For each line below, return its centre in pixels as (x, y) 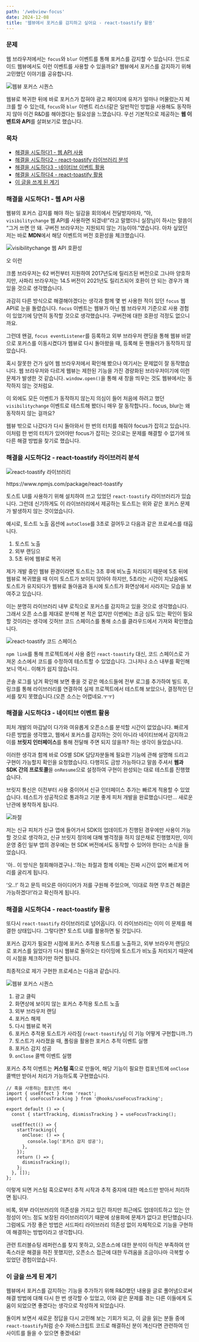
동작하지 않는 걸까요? (31, 413)
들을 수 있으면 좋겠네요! (54, 1333)
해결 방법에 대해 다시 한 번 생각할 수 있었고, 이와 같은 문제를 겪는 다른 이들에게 (96, 1298)
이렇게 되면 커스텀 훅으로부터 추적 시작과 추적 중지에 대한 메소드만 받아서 (90, 1190)
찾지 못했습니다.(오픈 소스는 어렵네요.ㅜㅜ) (66, 696)
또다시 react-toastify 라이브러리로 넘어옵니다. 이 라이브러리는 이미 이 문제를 (96, 923)
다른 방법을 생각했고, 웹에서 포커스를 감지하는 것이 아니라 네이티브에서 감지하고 (97, 734)
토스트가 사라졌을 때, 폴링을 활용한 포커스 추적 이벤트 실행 (81, 1041)
